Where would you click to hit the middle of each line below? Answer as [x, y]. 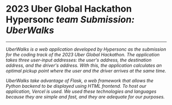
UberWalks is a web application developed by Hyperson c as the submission [86, 49]
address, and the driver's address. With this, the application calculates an [84, 65]
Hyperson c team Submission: [70, 20]
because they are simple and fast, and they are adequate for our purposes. [85, 96]
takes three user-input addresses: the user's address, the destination [79, 60]
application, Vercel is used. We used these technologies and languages [81, 91]
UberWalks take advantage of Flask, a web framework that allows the [80, 80]
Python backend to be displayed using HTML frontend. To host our [76, 86]
